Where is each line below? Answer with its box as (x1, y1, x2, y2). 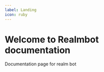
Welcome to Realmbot (5, 34, 99, 45)
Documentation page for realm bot (5, 61, 77, 67)
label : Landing (5, 7, 37, 13)
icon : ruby (5, 12, 28, 17)
